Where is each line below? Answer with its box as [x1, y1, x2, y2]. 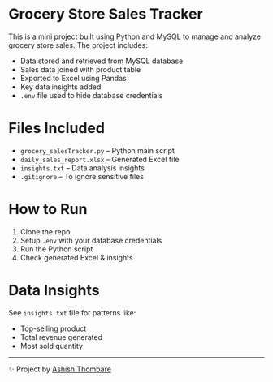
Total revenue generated [19, 332, 103, 341]
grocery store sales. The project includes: [8, 40, 148, 49]
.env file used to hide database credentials [19, 90, 163, 100]
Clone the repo [19, 226, 71, 236]
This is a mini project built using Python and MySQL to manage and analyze [8, 32, 262, 41]
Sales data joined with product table [19, 64, 141, 74]
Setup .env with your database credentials [19, 235, 162, 245]
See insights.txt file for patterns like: [8, 307, 136, 317]
